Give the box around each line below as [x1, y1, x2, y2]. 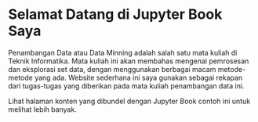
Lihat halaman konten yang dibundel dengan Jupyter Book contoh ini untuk [8, 96, 251, 106]
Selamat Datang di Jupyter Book [8, 5, 223, 23]
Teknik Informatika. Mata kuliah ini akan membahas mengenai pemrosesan [8, 56, 249, 66]
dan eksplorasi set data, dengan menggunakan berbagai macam [8, 64, 216, 74]
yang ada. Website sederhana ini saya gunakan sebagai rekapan [34, 73, 243, 82]
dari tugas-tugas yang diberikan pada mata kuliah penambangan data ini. [8, 81, 245, 91]
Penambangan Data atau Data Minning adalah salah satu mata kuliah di [8, 48, 238, 57]
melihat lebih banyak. [8, 104, 77, 114]
